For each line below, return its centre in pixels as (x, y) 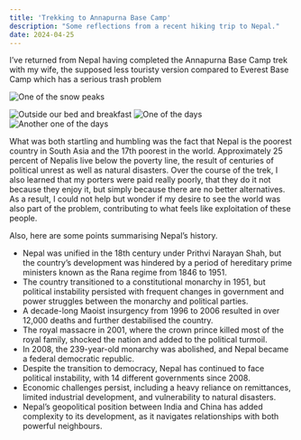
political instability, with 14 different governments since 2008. (136, 378)
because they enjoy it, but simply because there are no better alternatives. (147, 190)
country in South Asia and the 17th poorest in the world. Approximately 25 (146, 151)
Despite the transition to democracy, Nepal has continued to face (143, 369)
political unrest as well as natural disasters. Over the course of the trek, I (144, 170)
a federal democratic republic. (78, 359)
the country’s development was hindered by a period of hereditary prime (157, 263)
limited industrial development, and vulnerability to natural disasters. (149, 398)
